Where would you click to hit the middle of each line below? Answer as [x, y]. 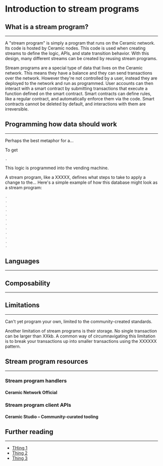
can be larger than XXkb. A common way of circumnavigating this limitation [80, 336]
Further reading [29, 432]
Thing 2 [20, 453]
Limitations [22, 305]
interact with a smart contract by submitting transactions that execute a [76, 88]
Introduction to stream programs [72, 9]
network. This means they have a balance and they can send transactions [79, 73]
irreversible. [17, 109]
